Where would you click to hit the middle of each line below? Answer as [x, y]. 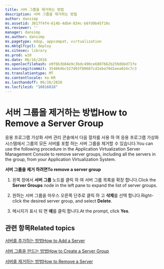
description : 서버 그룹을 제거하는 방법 [41, 14]
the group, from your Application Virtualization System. [60, 159]
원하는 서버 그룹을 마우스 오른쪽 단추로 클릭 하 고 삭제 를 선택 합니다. [77, 196]
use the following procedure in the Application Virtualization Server [73, 149]
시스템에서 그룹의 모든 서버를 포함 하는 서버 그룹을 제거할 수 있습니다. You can [79, 144]
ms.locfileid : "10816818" [31, 87]
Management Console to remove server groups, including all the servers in [80, 154]
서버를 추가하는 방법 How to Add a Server [45, 241]
